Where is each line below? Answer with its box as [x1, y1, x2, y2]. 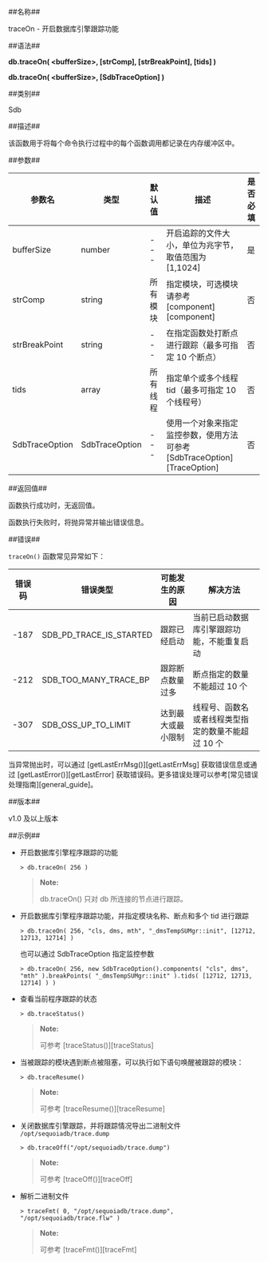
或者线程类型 [192, 714, 241, 725]
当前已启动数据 [192, 612, 249, 623]
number [81, 245, 110, 255]
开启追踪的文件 [166, 228, 223, 238]
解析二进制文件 [19, 1192, 69, 1200]
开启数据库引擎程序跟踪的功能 [19, 848, 118, 857]
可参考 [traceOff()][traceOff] [39, 1174, 133, 1184]
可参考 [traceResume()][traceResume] [39, 1104, 166, 1113]
